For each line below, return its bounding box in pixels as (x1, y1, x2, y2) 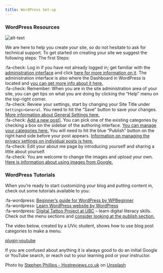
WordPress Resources (5, 23, 60, 30)
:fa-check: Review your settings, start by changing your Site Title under (5, 101, 151, 107)
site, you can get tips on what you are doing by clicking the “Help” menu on (5, 91, 159, 96)
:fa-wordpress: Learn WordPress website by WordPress (5, 203, 119, 209)
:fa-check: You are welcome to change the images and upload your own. (5, 154, 153, 160)
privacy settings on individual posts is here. (5, 138, 93, 144)
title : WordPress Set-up (5, 7, 56, 12)
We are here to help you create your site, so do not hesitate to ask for (5, 44, 146, 50)
